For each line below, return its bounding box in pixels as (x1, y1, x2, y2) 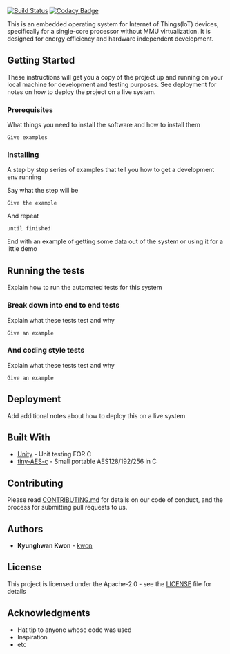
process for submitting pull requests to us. (7, 503, 128, 512)
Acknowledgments (7, 607, 91, 619)
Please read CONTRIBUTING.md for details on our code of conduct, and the (7, 496, 223, 504)
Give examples (7, 134, 48, 141)
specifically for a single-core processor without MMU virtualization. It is (7, 28, 211, 35)
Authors (7, 523, 44, 535)
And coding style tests (7, 346, 85, 355)
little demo (7, 245, 37, 253)
